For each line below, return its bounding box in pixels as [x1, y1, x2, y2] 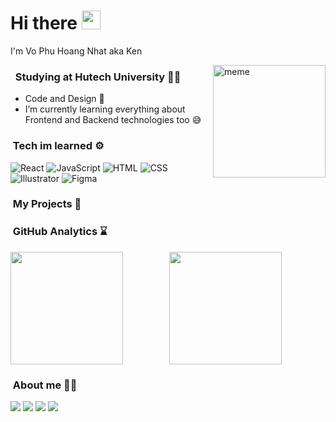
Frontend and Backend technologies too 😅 [24, 114, 202, 126]
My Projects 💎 [12, 197, 82, 211]
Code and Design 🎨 [24, 93, 105, 105]
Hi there [10, 12, 78, 35]
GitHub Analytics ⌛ [12, 225, 108, 239]
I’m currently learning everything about [24, 103, 186, 115]
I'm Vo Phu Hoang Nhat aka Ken [10, 45, 143, 57]
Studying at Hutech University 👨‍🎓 [14, 70, 182, 84]
